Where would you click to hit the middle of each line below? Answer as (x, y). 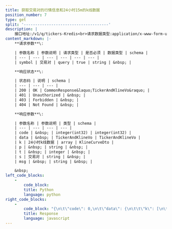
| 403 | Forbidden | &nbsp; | (47, 100)
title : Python (39, 190)
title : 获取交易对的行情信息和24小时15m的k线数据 (53, 10)
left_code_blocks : (25, 176)
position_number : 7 (26, 15)
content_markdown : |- (28, 39)
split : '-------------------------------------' (58, 24)
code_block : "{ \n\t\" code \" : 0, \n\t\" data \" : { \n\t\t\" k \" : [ (91, 209)
